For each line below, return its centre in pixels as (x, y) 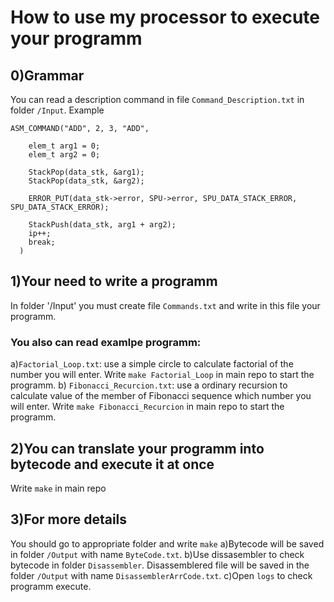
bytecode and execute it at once (112, 464)
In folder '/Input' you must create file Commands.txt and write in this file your (165, 305)
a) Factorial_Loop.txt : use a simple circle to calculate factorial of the (152, 364)
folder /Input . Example (57, 110)
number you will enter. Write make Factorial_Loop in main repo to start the (162, 375)
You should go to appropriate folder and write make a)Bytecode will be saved (167, 543)
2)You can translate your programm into (137, 448)
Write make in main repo (58, 488)
